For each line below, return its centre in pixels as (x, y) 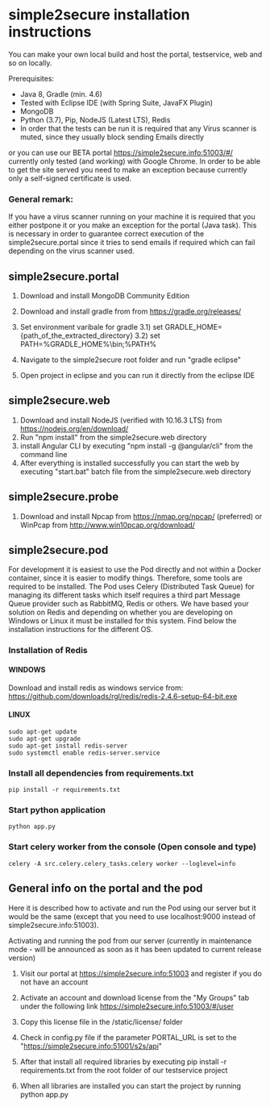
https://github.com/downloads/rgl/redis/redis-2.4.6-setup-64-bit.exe (123, 696)
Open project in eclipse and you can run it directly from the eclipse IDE (137, 376)
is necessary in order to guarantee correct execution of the (106, 234)
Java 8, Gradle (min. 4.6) (61, 94)
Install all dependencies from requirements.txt (101, 773)
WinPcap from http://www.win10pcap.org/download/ (108, 525)
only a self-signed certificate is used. (70, 178)
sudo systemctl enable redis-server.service (84, 753)
